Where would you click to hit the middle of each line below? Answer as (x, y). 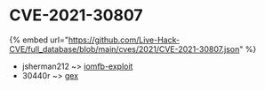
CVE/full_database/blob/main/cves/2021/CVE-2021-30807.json (124, 49)
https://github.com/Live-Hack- (124, 40)
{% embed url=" (39, 40)
